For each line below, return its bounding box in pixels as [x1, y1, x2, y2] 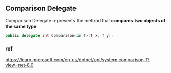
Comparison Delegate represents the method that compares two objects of [5, 17, 166, 23]
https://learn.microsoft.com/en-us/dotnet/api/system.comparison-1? [5, 56, 150, 63]
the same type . [5, 23, 39, 29]
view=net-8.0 [5, 62, 34, 68]
